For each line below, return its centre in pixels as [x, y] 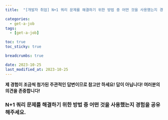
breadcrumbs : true [24, 56]
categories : [18, 19]
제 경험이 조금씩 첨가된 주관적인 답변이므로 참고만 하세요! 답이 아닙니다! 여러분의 [83, 84]
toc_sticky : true [23, 47]
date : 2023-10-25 [23, 65]
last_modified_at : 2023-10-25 [37, 69]
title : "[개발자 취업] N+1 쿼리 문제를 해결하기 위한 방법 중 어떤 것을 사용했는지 [81, 10]
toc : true [16, 42]
